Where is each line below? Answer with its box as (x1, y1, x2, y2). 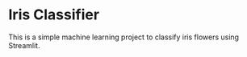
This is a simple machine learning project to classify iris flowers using (8, 32, 240, 42)
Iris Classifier (8, 6, 99, 24)
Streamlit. (8, 40, 40, 50)
